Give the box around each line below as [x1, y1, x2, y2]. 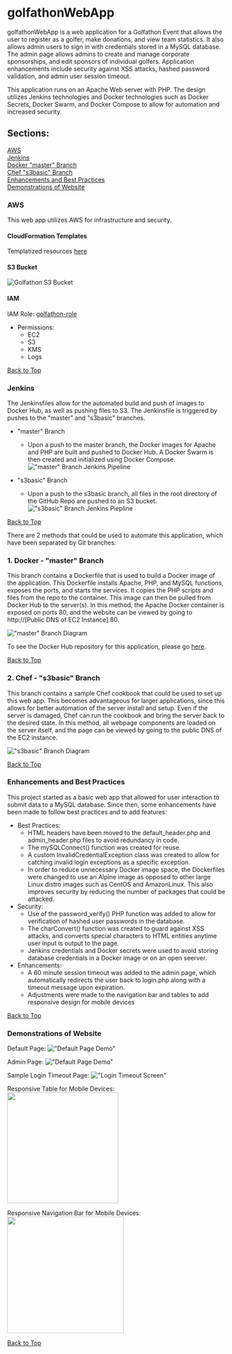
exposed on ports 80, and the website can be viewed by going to [7, 608, 193, 617]
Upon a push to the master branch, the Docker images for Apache [27, 440, 216, 448]
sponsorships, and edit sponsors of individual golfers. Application [7, 57, 195, 65]
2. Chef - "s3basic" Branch [7, 674, 100, 683]
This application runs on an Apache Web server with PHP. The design [7, 85, 206, 94]
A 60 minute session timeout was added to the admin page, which [27, 968, 217, 976]
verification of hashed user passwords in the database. [27, 917, 185, 925]
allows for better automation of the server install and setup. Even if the [7, 703, 208, 712]
